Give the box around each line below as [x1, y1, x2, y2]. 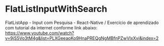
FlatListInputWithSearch [5, 3, 107, 15]
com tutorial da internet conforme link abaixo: [5, 24, 98, 30]
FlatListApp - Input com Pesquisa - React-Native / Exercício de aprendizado [5, 20, 159, 25]
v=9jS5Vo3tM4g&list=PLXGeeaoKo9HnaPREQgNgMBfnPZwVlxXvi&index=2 [5, 35, 159, 41]
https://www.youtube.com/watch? [5, 30, 74, 36]
